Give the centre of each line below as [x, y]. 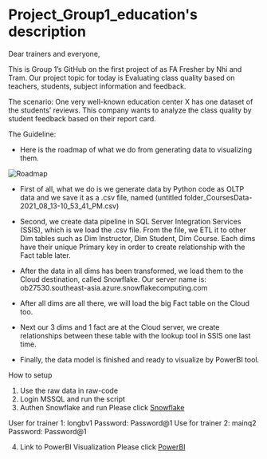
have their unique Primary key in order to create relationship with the [132, 247]
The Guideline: [32, 134]
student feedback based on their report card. [82, 118]
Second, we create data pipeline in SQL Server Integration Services [130, 221]
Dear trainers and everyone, [54, 53]
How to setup [30, 375]
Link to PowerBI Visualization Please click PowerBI [102, 447]
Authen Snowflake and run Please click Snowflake [102, 407]
